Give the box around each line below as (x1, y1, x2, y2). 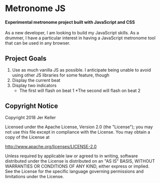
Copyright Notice (5, 102, 58, 110)
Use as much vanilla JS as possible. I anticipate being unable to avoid (12, 67, 151, 73)
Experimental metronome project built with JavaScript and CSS (5, 19, 135, 25)
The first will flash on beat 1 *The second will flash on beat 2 (19, 88, 141, 93)
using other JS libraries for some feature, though (12, 72, 110, 78)
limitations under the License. (5, 174, 64, 180)
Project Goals (5, 54, 47, 62)
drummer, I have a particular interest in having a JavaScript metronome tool (5, 35, 156, 41)
